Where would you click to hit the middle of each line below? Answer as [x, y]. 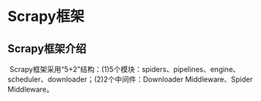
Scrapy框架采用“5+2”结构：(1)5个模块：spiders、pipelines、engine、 [125, 69]
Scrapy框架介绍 [47, 48]
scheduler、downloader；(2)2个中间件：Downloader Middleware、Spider [130, 79]
